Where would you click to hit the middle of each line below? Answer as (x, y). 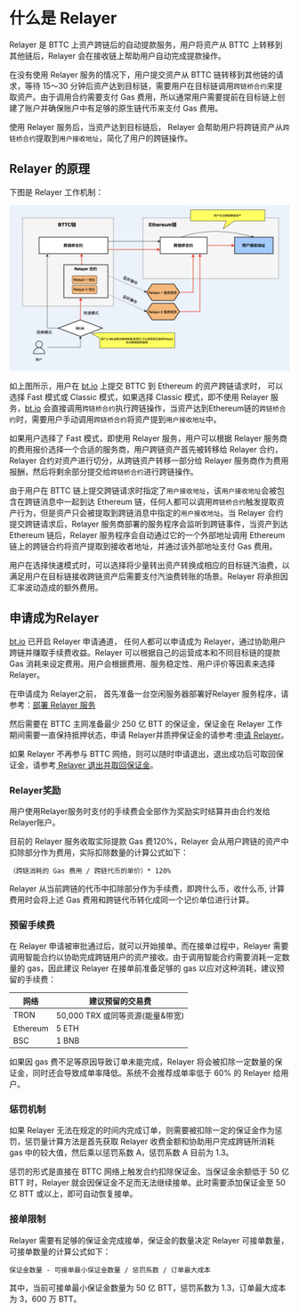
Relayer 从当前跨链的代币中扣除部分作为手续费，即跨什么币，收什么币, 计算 (147, 888)
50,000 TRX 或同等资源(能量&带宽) (121, 1015)
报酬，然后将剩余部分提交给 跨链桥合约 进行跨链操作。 (104, 471)
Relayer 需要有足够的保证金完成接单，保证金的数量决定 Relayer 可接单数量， (149, 1240)
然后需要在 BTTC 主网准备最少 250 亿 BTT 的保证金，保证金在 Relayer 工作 (146, 723)
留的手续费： (32, 980)
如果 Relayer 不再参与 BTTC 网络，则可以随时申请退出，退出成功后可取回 (143, 754)
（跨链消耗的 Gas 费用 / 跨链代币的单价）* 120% (90, 871)
